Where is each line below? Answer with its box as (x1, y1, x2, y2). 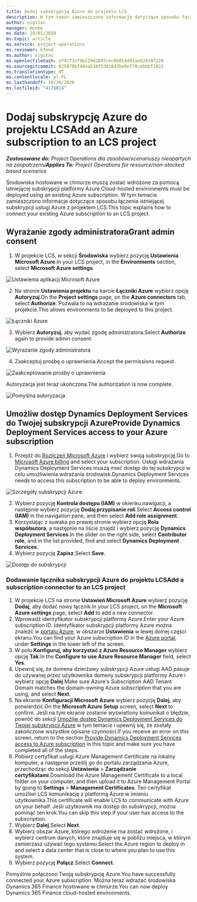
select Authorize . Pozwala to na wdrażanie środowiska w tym (14, 299, 164, 306)
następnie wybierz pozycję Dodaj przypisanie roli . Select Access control (14, 506, 191, 513)
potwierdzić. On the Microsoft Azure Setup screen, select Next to (14, 703, 174, 710)
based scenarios (6, 167, 47, 174)
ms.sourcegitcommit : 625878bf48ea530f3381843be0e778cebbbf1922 (6, 63, 164, 69)
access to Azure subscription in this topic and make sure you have (14, 740, 175, 747)
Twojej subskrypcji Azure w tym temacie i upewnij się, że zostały (14, 721, 171, 729)
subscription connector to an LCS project (6, 583, 126, 592)
